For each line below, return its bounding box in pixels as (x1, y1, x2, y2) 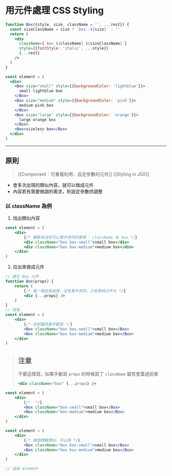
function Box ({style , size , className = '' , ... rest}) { (5, 22, 130, 27)
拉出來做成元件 (12, 264, 45, 270)
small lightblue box (18, 88, 63, 94)
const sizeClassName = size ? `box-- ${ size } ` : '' (10, 27, 120, 32)
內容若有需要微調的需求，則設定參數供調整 (12, 188, 103, 194)
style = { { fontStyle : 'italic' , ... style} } (18, 46, 109, 51)
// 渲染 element (5, 466, 38, 471)
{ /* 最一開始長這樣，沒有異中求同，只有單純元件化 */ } (24, 288, 126, 293)
